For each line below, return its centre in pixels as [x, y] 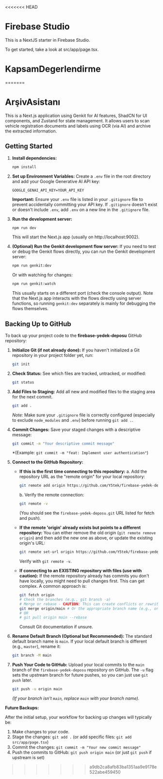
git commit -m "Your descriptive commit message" [63, 444]
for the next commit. [32, 397]
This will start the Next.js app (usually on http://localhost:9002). [76, 237]
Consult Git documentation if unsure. [56, 627]
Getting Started [29, 146]
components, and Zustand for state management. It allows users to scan [77, 120]
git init [21, 364]
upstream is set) [28, 758]
